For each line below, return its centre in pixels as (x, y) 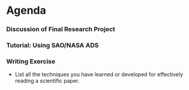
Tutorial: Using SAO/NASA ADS (52, 46)
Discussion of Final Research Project (61, 29)
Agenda (26, 10)
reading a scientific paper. (47, 81)
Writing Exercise (31, 61)
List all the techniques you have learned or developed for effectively (99, 74)
